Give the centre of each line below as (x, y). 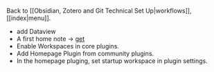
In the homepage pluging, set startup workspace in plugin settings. (112, 61)
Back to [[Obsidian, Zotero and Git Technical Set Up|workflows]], (99, 11)
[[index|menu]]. (29, 18)
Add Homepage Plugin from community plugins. (85, 53)
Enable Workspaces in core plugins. (68, 46)
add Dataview (36, 31)
